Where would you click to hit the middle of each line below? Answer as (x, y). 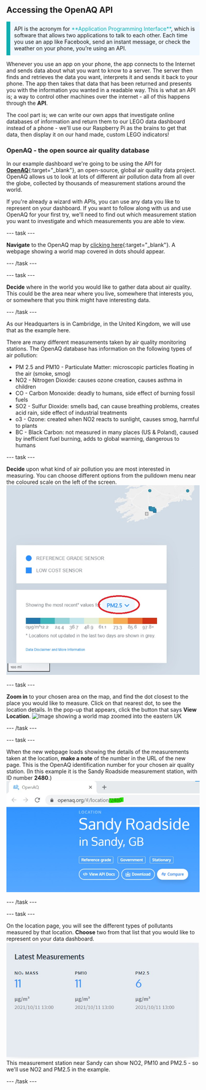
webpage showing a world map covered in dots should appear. (86, 251)
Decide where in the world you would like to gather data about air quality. (99, 287)
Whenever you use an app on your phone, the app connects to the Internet (101, 64)
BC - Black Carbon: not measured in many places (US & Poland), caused (107, 432)
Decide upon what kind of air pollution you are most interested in (88, 469)
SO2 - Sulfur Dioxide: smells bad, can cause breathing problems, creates (107, 406)
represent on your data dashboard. (50, 939)
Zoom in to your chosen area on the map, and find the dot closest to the (97, 697)
